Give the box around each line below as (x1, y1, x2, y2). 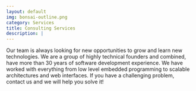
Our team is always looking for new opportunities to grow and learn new (6, 47, 183, 54)
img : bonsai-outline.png (6, 14, 68, 20)
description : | (6, 31, 44, 37)
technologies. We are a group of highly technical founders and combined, (6, 53, 186, 60)
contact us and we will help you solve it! (6, 78, 104, 86)
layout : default (6, 8, 46, 15)
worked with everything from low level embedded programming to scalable (6, 66, 190, 73)
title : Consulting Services (6, 25, 76, 31)
